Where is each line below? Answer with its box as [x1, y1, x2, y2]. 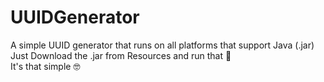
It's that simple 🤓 [10, 60, 81, 72]
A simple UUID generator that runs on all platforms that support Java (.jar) [10, 39, 315, 51]
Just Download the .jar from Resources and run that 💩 [10, 49, 232, 61]
